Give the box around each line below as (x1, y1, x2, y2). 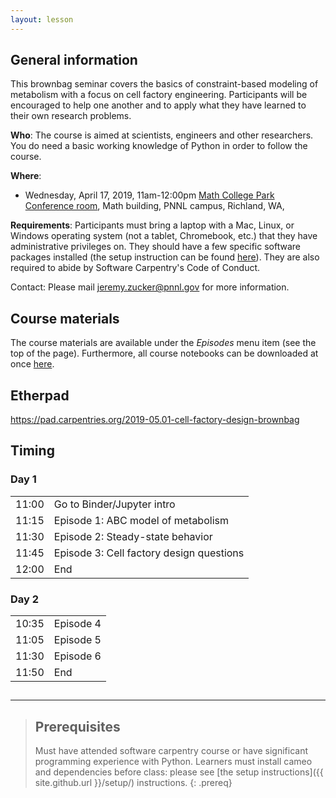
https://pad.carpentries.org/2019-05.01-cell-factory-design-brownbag (10, 414, 300, 426)
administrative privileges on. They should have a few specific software (10, 241, 301, 253)
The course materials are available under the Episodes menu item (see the (10, 337, 317, 349)
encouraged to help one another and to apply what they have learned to (10, 99, 307, 111)
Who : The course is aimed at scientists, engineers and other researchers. (10, 129, 314, 141)
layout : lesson (10, 14, 74, 25)
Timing (10, 442, 55, 460)
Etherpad (10, 387, 70, 404)
